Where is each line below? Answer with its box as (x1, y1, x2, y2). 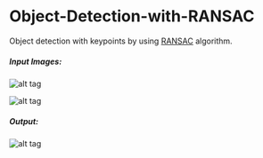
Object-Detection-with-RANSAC (9, 6, 255, 27)
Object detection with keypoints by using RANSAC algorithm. (9, 36, 234, 46)
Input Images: (9, 56, 62, 67)
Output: (9, 115, 39, 126)
